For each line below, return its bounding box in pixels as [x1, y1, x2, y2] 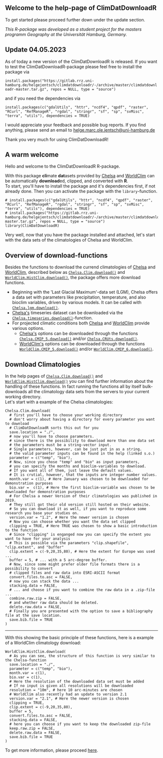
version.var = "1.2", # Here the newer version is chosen [9, 515, 130, 520]
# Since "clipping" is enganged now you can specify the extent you [9, 532, 151, 537]
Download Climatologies [5, 360, 81, 368]
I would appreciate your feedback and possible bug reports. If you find [5, 122, 146, 128]
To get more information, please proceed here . [5, 747, 98, 753]
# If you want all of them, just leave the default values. [9, 468, 133, 473]
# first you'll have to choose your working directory [9, 413, 123, 418]
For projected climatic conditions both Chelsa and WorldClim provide [12, 320, 150, 326]
